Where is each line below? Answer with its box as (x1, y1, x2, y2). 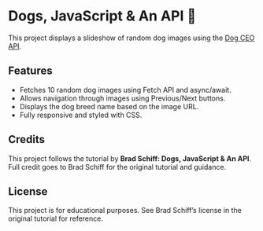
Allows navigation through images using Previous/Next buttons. (19, 93, 226, 103)
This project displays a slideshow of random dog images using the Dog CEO (8, 33, 255, 42)
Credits (8, 133, 46, 146)
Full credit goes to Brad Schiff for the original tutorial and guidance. (8, 162, 227, 171)
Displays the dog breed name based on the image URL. (19, 101, 199, 111)
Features (8, 64, 53, 78)
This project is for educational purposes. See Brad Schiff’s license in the (8, 206, 242, 215)
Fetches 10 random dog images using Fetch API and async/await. (19, 85, 232, 94)
